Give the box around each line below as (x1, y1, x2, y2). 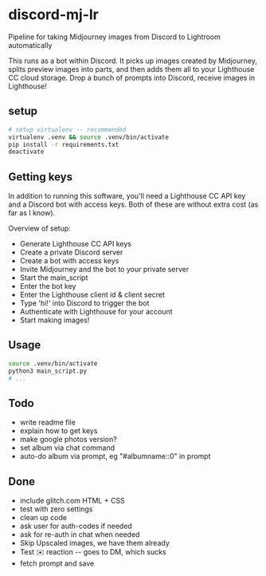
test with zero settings (19, 504, 93, 514)
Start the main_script (19, 273, 88, 282)
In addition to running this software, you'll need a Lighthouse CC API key (8, 191, 246, 201)
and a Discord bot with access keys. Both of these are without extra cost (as (8, 199, 259, 209)
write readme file (19, 417, 76, 428)
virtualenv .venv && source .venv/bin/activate (8, 133, 170, 141)
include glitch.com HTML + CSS (19, 496, 125, 506)
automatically (8, 40, 53, 49)
